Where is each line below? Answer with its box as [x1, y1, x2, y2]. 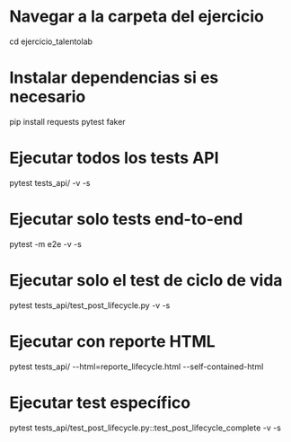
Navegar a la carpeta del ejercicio [9, 6, 265, 27]
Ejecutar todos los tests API [9, 148, 219, 168]
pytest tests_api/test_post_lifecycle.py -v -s [9, 299, 171, 311]
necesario [9, 87, 86, 107]
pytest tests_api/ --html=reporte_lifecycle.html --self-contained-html [9, 361, 264, 372]
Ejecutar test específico [9, 393, 191, 412]
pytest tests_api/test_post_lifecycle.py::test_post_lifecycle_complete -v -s [9, 422, 281, 433]
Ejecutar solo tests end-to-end [9, 209, 243, 229]
